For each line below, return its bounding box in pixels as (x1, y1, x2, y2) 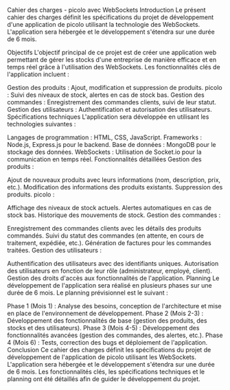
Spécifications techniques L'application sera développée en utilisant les (7, 113, 209, 121)
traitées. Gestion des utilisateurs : (7, 246, 102, 254)
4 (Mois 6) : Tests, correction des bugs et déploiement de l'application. (7, 339, 208, 346)
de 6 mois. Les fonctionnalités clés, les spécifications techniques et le (7, 367, 205, 376)
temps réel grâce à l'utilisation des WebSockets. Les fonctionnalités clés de (7, 63, 221, 71)
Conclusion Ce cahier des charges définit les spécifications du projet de (7, 346, 211, 354)
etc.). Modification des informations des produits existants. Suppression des (7, 183, 223, 191)
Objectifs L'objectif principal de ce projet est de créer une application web (7, 48, 217, 56)
